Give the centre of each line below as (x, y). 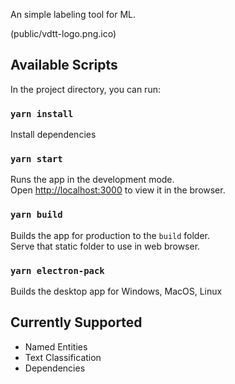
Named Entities (56, 346)
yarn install (42, 113)
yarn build (36, 215)
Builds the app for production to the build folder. (110, 235)
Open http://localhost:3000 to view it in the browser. (118, 190)
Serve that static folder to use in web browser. (105, 246)
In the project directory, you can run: (85, 89)
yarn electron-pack (57, 270)
